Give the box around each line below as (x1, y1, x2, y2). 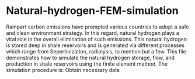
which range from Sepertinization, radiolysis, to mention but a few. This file (6, 48, 186, 55)
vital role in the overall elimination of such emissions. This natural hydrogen (6, 35, 187, 42)
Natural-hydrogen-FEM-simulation (6, 4, 179, 17)
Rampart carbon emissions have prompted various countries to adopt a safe (6, 23, 189, 30)
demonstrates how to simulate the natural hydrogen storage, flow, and (6, 54, 175, 61)
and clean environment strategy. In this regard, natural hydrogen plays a (6, 29, 179, 36)
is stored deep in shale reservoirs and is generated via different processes (6, 42, 185, 49)
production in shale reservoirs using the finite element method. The (6, 60, 168, 67)
